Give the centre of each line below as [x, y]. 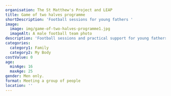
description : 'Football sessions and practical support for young [77, 39]
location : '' [19, 85]
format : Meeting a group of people [43, 81]
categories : [18, 43]
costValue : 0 [19, 57]
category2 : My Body [31, 52]
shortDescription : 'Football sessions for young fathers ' [69, 19]
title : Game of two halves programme [45, 15]
